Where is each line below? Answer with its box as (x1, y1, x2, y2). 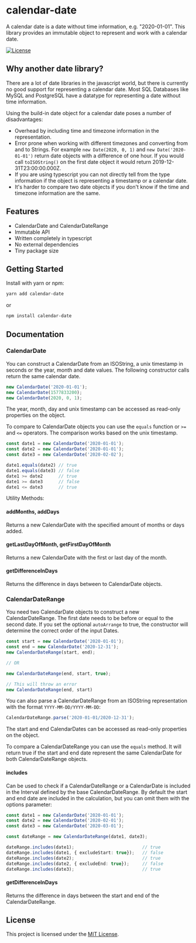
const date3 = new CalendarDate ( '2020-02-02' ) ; (6, 452, 125, 458)
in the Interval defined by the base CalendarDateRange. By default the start (6, 788, 188, 796)
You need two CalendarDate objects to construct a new (6, 608, 140, 615)
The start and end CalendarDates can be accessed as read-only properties (6, 726, 187, 733)
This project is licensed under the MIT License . (6, 931, 119, 938)
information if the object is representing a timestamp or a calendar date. (14, 177, 188, 184)
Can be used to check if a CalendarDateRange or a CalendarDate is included (6, 782, 191, 789)
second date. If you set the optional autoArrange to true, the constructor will (6, 621, 188, 628)
